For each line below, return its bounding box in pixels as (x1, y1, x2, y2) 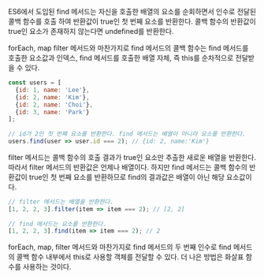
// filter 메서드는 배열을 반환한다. (8, 198, 114, 206)
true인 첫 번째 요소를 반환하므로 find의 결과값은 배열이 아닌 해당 (28, 172, 225, 181)
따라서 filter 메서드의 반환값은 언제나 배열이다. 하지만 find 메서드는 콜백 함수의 (8, 162, 248, 172)
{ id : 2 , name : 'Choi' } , (15, 101, 93, 109)
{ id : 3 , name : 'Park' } (15, 108, 90, 116)
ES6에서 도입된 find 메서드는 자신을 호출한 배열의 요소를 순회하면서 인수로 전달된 (8, 7, 257, 16)
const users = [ (8, 79, 61, 87)
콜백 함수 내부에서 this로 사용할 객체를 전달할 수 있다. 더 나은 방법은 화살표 (16, 252, 244, 262)
